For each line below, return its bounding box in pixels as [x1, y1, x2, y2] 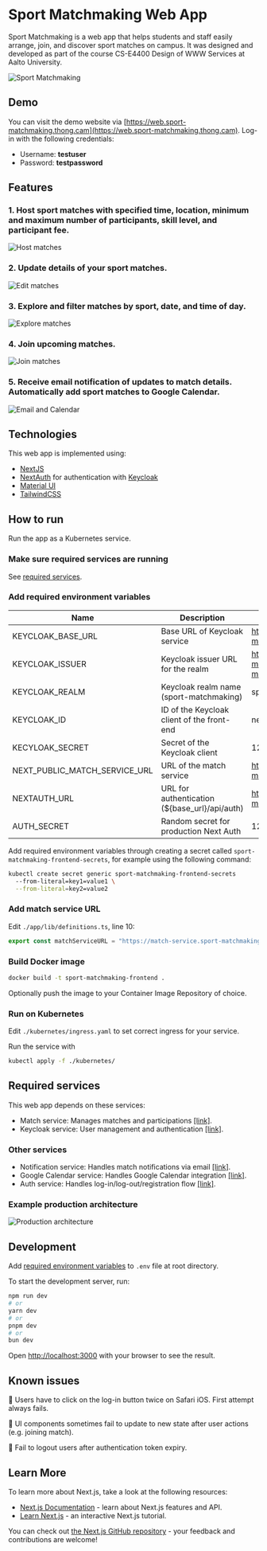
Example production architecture [8, 1199, 138, 1210]
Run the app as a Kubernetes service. [8, 533, 131, 543]
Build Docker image [8, 955, 85, 967]
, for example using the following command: [107, 854, 252, 864]
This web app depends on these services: [8, 1100, 145, 1110]
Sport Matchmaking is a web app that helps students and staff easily [8, 32, 233, 41]
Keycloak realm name [161, 681, 242, 692]
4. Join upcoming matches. [8, 338, 116, 350]
